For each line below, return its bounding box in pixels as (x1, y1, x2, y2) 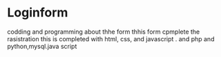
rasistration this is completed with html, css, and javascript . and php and (7, 34, 215, 43)
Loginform (7, 5, 68, 21)
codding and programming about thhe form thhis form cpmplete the (7, 27, 200, 36)
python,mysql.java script (7, 42, 77, 50)
